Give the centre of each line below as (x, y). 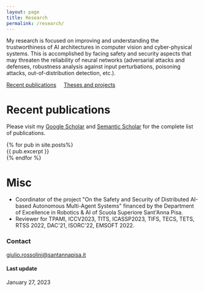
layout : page (23, 12)
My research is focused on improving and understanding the (83, 41)
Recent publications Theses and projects (61, 85)
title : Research (27, 18)
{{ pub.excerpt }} (28, 151)
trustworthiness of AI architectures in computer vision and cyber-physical (99, 47)
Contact (19, 241)
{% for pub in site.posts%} (40, 145)
